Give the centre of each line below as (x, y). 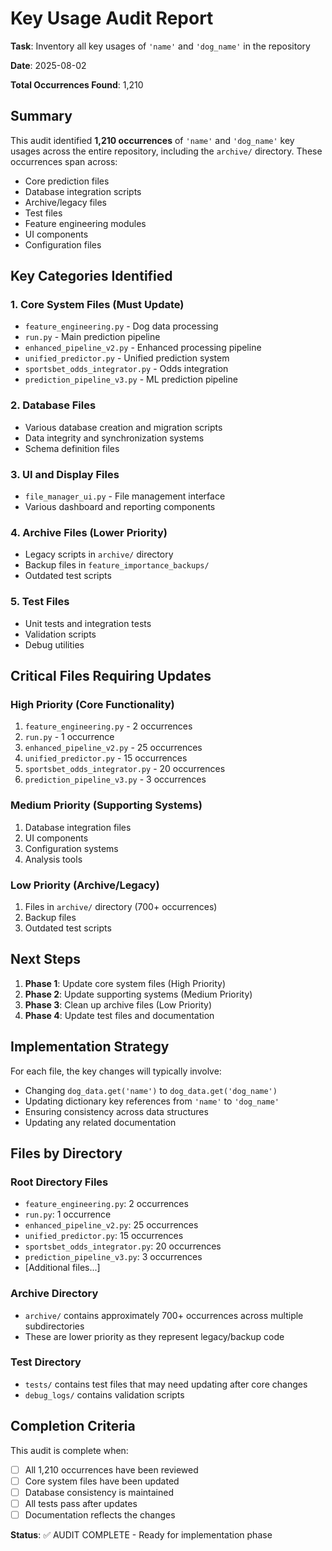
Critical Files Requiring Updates (111, 676)
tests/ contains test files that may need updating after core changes (166, 1384)
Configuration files (63, 244)
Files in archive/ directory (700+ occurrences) (121, 906)
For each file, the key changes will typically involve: (116, 1071)
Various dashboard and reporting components (120, 507)
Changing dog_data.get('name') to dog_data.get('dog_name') (151, 1090)
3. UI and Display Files (65, 474)
